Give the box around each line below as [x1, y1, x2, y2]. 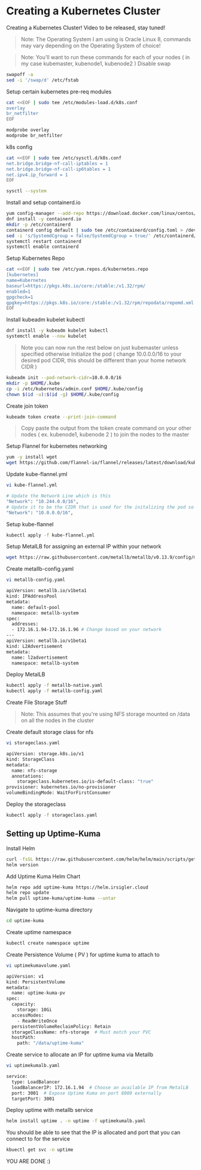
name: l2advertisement [11, 654, 68, 660]
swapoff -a [6, 71, 33, 77]
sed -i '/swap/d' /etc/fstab [6, 77, 79, 83]
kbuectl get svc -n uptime [6, 1147, 74, 1153]
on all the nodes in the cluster [20, 717, 95, 724]
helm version [6, 862, 39, 868]
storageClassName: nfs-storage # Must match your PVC [11, 1029, 151, 1035]
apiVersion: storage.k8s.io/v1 [6, 751, 84, 757]
